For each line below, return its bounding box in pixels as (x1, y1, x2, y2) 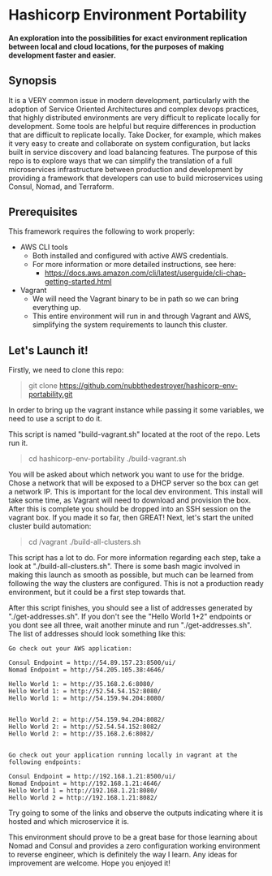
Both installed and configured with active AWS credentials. (32, 251, 229, 261)
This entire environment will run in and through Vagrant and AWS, (32, 311, 252, 321)
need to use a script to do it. (8, 414, 103, 424)
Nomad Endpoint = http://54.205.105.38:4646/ (8, 666, 165, 675)
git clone (28, 381, 58, 391)
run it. (8, 438, 28, 448)
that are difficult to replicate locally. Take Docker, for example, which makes (8, 130, 261, 140)
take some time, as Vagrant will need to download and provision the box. (8, 495, 252, 505)
